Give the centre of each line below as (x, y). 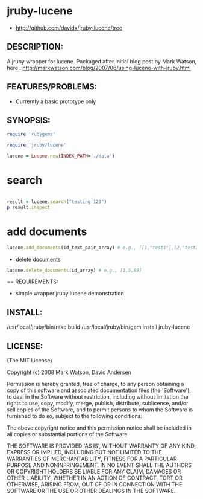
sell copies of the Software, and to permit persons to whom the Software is (100, 410)
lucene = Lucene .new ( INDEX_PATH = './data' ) (61, 156)
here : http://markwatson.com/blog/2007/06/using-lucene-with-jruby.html (99, 68)
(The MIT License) (30, 360)
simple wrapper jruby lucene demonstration (70, 294)
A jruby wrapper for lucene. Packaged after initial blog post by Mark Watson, (102, 61)
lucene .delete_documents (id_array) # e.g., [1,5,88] (74, 270)
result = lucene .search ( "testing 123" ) (57, 201)
